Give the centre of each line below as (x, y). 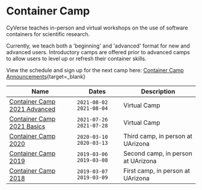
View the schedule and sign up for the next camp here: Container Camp (95, 70)
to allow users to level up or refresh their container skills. (76, 58)
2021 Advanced (32, 109)
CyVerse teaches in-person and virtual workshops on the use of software (97, 28)
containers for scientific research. (48, 34)
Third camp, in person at (158, 136)
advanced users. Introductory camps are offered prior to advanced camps (98, 52)
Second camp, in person (158, 153)
